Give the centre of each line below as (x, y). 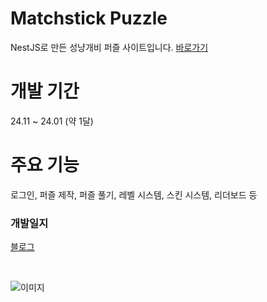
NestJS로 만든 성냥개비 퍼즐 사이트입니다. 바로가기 (109, 47)
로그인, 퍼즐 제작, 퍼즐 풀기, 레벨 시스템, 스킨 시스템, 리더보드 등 (134, 194)
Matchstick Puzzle (89, 18)
